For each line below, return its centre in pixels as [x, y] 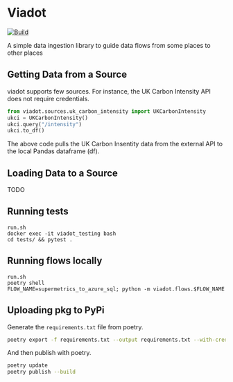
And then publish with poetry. [49, 353]
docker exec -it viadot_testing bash [62, 234]
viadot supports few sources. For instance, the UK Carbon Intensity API [109, 91]
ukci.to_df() [26, 131]
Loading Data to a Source [62, 173]
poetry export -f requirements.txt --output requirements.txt [99, 340]
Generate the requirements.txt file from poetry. [75, 327]
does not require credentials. [49, 98]
